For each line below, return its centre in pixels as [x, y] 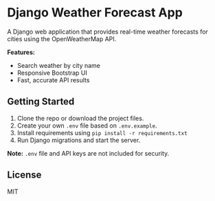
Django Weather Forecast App [95, 13]
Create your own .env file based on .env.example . [87, 126]
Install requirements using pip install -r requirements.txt [102, 132]
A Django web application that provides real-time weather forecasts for [107, 32]
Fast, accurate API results [53, 80]
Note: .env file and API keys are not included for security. [88, 153]
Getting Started [41, 102]
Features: [21, 52]
